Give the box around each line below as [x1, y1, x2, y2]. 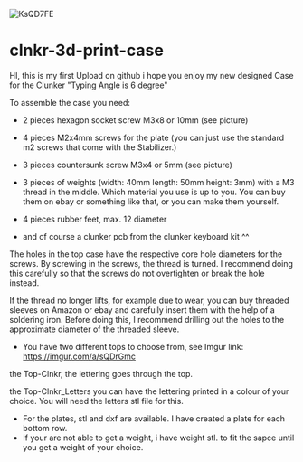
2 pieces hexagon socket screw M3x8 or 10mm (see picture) [22, 114, 249, 126]
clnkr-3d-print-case [9, 41, 165, 61]
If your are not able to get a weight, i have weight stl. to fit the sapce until [22, 432, 295, 443]
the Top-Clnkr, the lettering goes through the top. [9, 368, 193, 379]
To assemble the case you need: [9, 97, 131, 108]
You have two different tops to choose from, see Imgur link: [22, 341, 244, 352]
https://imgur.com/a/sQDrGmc [22, 351, 137, 362]
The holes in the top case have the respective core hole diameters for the [9, 249, 283, 259]
